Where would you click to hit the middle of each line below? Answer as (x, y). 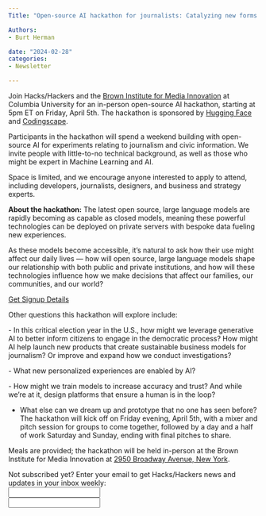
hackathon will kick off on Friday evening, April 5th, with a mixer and (146, 418)
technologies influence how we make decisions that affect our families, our (131, 275)
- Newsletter (30, 67)
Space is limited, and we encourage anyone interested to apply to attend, (128, 177)
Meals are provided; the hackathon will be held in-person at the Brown (123, 451)
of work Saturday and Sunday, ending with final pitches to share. (125, 435)
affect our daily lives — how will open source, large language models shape (132, 258)
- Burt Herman (32, 37)
